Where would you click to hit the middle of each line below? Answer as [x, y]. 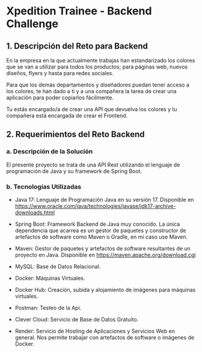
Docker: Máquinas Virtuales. [50, 278]
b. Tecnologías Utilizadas [44, 186]
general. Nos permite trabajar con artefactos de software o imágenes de [104, 337]
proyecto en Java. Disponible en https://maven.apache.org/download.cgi [105, 255]
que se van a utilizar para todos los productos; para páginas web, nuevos [97, 67]
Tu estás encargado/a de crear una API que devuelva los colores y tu [92, 109]
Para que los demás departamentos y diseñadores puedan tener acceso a [98, 85]
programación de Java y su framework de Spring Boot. [74, 171]
